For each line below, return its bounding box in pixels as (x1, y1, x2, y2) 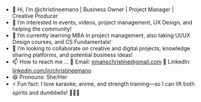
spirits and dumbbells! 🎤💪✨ (12, 89, 80, 96)
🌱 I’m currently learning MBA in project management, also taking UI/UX (12, 32, 191, 39)
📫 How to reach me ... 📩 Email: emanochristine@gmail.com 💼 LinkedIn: (12, 58, 191, 65)
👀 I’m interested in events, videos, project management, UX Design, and (12, 19, 193, 26)
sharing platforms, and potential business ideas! (12, 51, 133, 58)
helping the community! (12, 25, 72, 32)
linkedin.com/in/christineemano (12, 67, 91, 74)
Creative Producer (12, 12, 58, 20)
